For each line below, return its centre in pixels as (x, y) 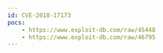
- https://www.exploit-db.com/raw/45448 (89, 30)
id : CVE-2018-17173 (39, 15)
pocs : (16, 23)
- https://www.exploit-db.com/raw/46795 (89, 37)
